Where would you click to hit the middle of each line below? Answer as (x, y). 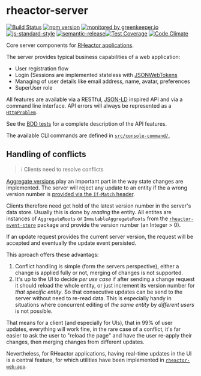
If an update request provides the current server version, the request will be (100, 236)
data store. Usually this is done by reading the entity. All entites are (89, 212)
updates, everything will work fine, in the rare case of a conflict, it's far (94, 329)
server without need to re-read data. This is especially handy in (93, 298)
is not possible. (34, 311)
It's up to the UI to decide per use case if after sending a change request (105, 279)
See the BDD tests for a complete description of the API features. (87, 123)
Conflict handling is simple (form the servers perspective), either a (97, 266)
